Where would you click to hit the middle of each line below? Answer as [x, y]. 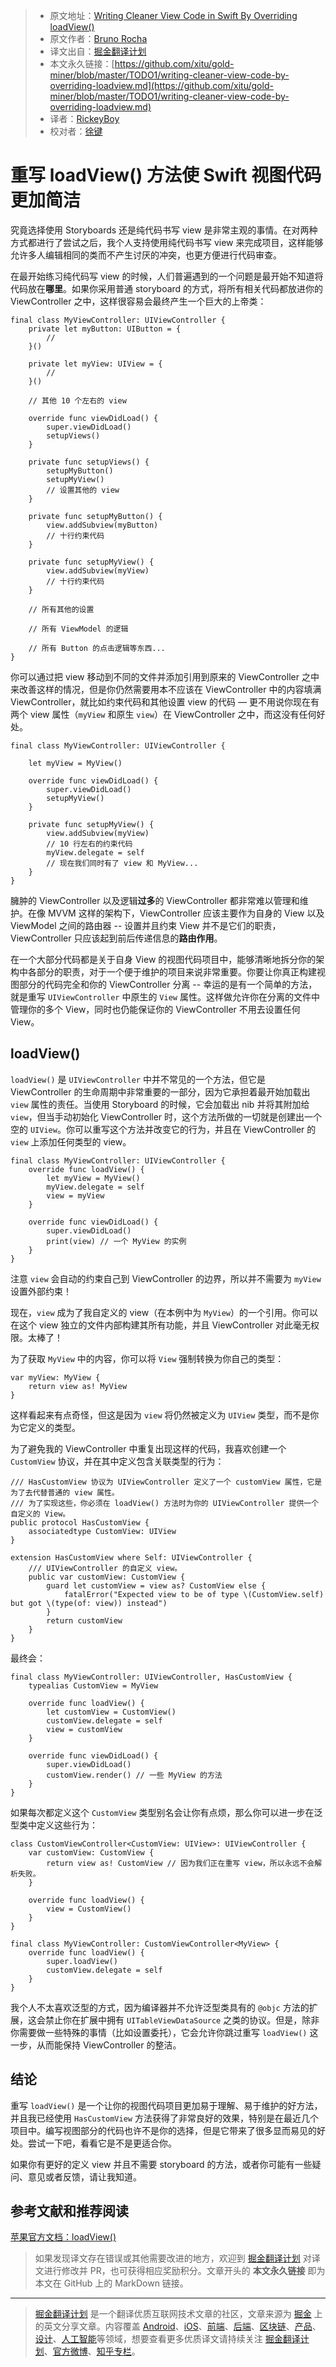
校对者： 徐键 [76, 131]
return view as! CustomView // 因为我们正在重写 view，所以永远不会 [180, 1863]
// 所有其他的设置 [61, 609]
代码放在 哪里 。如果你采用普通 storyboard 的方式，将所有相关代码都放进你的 [167, 288]
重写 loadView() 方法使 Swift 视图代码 [166, 175]
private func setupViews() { [89, 462]
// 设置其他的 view [83, 490]
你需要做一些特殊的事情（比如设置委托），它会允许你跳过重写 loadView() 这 [164, 2032]
